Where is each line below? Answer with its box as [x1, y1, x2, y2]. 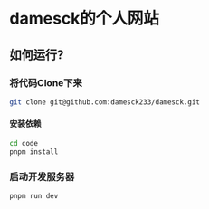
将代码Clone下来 [9, 76, 83, 89]
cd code [9, 138, 39, 147]
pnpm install [9, 147, 59, 157]
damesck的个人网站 [9, 8, 160, 29]
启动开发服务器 [9, 170, 75, 183]
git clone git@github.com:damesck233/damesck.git [9, 97, 201, 107]
